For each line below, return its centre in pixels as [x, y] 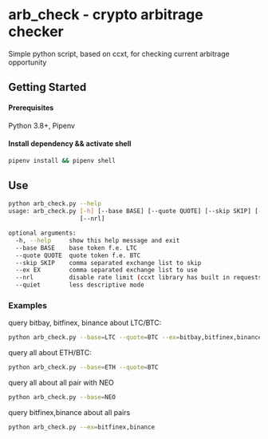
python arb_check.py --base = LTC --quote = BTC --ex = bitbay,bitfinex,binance [135, 338]
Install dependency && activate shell [70, 144]
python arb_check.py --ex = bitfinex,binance [82, 427]
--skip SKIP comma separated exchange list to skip [108, 263]
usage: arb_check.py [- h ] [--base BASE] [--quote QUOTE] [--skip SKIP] [130, 212]
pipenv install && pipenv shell [62, 160]
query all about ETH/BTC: [50, 353]
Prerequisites [31, 107]
